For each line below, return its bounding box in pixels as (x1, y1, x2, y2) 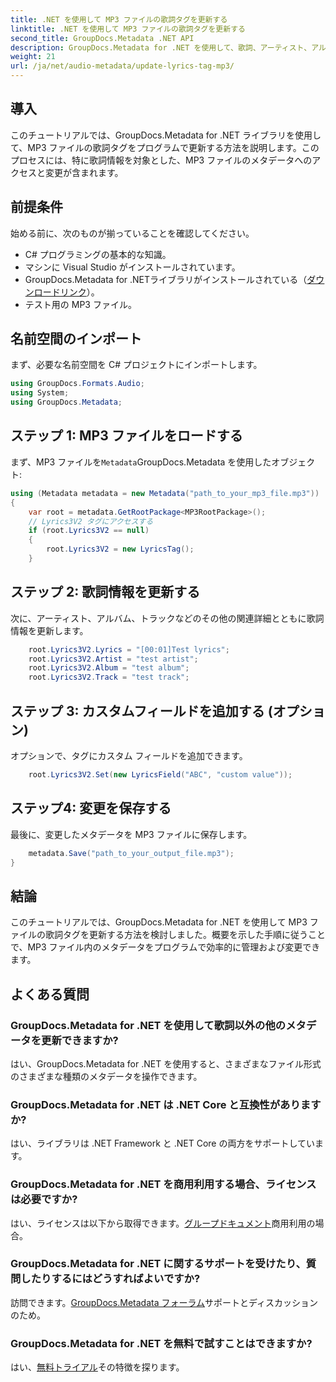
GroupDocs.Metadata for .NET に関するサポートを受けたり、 (10, 1257, 307, 1271)
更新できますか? (41, 1033, 119, 1047)
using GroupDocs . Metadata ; (10, 397, 123, 408)
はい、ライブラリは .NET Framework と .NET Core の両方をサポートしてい (10, 1137, 316, 1150)
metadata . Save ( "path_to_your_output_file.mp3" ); (28, 848, 235, 858)
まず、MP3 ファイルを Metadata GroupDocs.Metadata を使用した (10, 456, 272, 468)
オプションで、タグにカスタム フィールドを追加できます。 (10, 750, 248, 761)
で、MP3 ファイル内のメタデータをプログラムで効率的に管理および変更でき (10, 941, 321, 953)
